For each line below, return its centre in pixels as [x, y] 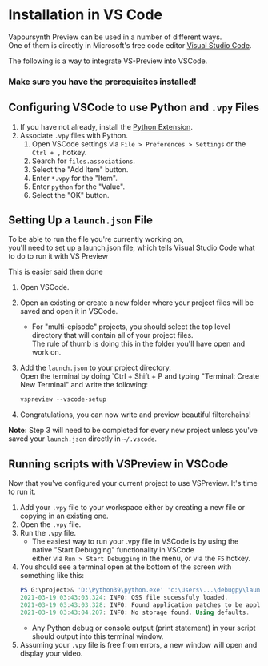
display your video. [51, 653]
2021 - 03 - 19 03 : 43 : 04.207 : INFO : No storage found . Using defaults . [135, 612]
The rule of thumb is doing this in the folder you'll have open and [138, 344]
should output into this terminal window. [98, 636]
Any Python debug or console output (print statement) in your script [144, 628]
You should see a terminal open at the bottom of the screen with [126, 567]
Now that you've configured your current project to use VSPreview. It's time [133, 483]
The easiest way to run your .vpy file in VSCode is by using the [135, 541]
